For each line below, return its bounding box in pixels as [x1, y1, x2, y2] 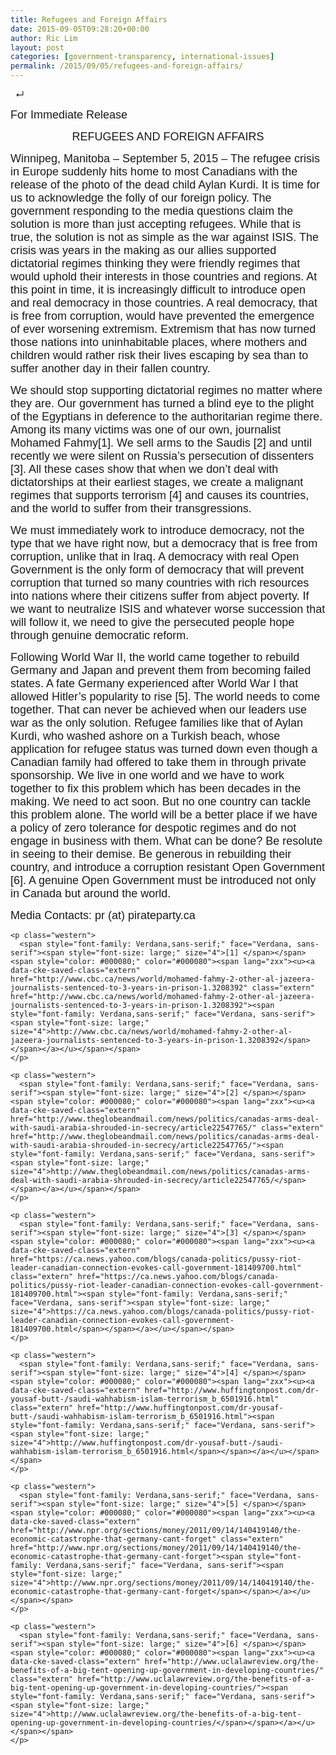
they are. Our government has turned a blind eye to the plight [10, 397, 315, 410]
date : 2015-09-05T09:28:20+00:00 [10, 24, 150, 34]
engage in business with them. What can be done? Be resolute [10, 834, 323, 848]
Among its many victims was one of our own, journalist [10, 423, 282, 436]
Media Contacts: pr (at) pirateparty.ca [10, 909, 196, 922]
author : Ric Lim [10, 33, 78, 43]
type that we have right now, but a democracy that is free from [10, 537, 318, 550]
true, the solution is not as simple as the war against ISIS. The [10, 231, 319, 244]
